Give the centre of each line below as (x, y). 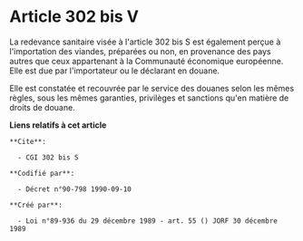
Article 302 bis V (74, 17)
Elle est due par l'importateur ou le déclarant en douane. (115, 71)
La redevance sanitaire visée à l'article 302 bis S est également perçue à (145, 42)
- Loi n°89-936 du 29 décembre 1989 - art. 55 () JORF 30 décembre (148, 221)
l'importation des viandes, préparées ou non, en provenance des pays (140, 51)
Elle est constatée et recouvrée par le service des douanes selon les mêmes (152, 88)
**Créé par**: (36, 205)
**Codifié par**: (42, 173)
